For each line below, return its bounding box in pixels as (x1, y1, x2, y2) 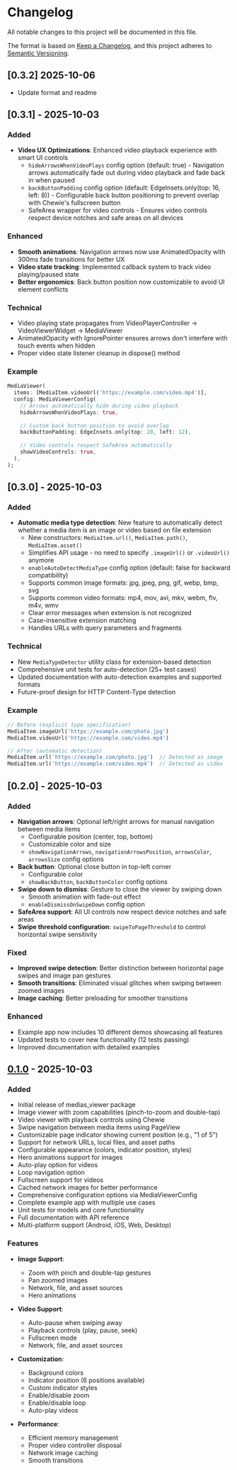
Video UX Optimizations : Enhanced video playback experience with (17, 146, 217, 154)
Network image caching (28, 1448, 98, 1457)
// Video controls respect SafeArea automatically (20, 442, 173, 449)
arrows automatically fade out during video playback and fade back (28, 168, 226, 177)
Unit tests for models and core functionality (17, 1206, 144, 1215)
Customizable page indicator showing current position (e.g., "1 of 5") (17, 1130, 218, 1139)
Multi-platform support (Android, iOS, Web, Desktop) (17, 1221, 172, 1229)
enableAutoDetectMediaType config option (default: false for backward (28, 563, 231, 572)
